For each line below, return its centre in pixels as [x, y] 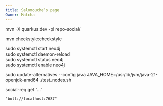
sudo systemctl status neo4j [34, 59]
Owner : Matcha [20, 15]
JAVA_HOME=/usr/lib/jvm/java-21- [122, 74]
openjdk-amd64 [22, 80]
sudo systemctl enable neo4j [35, 65]
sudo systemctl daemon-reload [38, 54]
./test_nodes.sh [56, 80]
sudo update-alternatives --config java [45, 74]
